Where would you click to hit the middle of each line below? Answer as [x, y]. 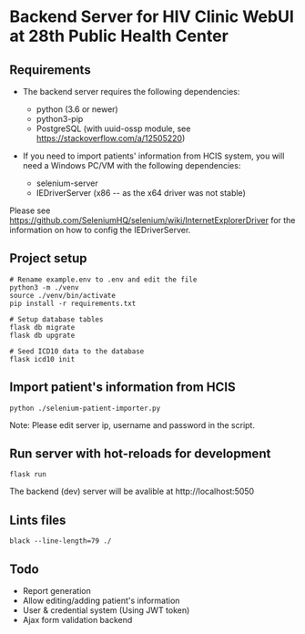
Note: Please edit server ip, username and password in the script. [132, 424]
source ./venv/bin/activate [63, 295]
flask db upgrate [42, 335]
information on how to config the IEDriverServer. [100, 230]
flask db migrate [42, 327]
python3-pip [60, 119]
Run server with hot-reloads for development [140, 454]
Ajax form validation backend [77, 620]
